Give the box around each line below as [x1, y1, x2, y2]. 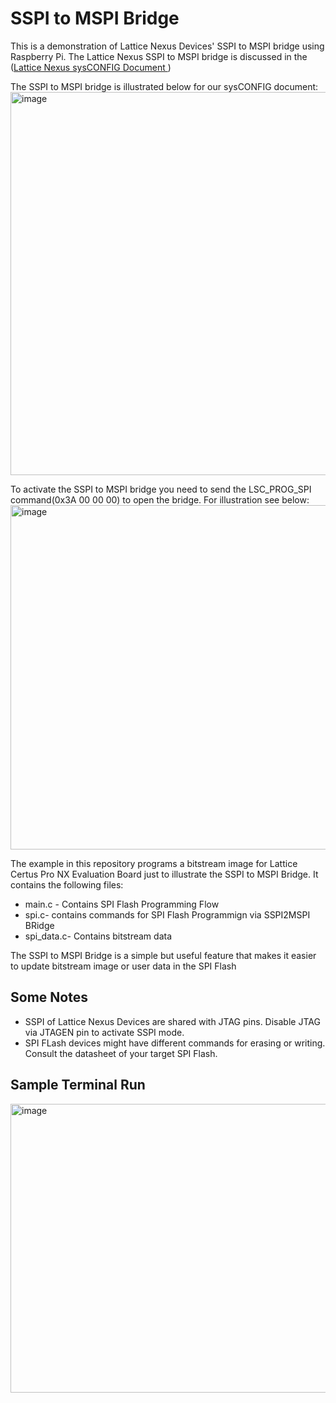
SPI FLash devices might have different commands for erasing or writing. [24, 1037, 326, 1049]
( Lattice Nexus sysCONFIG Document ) [10, 61, 172, 73]
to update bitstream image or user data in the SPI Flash [10, 960, 237, 972]
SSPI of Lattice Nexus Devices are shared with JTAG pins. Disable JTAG [24, 1015, 321, 1027]
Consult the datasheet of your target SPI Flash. [24, 1047, 218, 1059]
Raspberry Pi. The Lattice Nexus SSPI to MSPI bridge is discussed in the [10, 50, 308, 62]
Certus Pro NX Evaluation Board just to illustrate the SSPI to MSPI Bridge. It [10, 868, 319, 880]
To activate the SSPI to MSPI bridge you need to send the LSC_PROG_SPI [10, 483, 312, 495]
